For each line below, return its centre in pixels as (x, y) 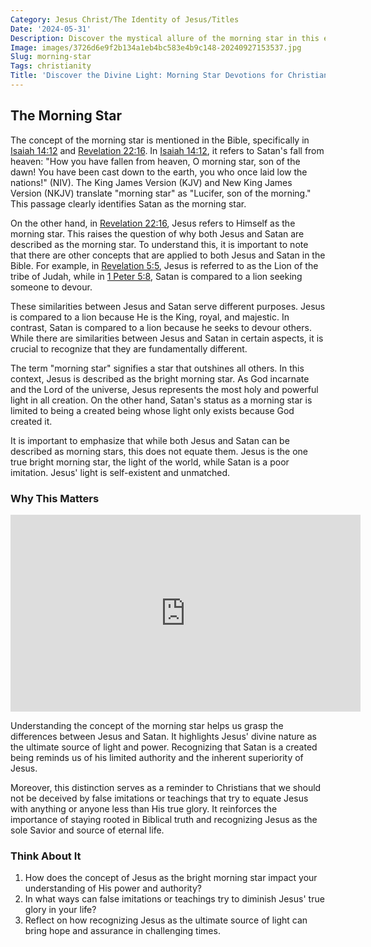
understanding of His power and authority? (113, 888)
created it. (31, 421)
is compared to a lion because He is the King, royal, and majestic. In (150, 317)
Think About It (46, 856)
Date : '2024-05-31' (51, 29)
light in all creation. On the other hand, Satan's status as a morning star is (161, 400)
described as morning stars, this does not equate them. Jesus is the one (159, 451)
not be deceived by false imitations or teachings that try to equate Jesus (159, 798)
